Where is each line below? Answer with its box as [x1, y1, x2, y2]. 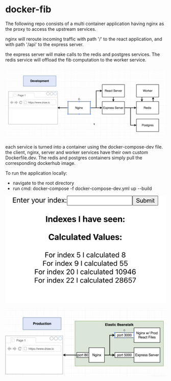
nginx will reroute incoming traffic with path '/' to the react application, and [5, 36, 162, 42]
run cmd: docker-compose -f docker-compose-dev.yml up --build [12, 185, 152, 192]
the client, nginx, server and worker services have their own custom [5, 149, 148, 155]
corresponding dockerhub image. [5, 160, 76, 166]
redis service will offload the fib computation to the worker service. [5, 56, 146, 62]
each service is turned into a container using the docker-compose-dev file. [5, 143, 163, 150]
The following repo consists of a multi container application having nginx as [5, 20, 164, 27]
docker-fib [5, 4, 52, 15]
